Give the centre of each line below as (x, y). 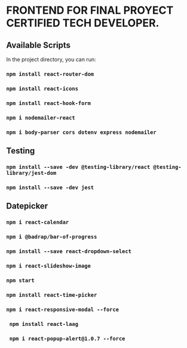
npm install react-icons (42, 88)
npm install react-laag (44, 324)
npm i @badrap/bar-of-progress (52, 237)
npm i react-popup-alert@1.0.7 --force (67, 338)
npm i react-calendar (38, 222)
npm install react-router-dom (50, 74)
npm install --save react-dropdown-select (69, 251)
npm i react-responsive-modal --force (63, 309)
